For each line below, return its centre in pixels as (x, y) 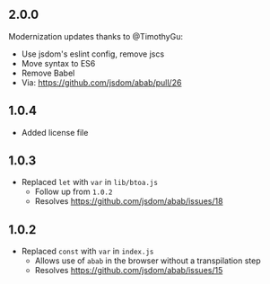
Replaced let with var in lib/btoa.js (90, 182)
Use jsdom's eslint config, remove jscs (93, 54)
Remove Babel (48, 73)
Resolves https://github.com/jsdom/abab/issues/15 (129, 271)
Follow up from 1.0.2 (74, 191)
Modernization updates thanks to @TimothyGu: (96, 36)
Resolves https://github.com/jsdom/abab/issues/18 (129, 201)
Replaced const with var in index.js (87, 252)
